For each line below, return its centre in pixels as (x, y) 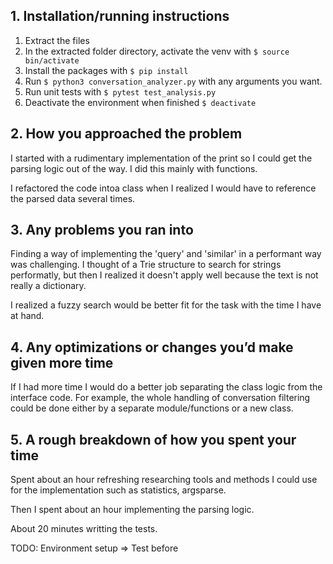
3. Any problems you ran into (102, 230)
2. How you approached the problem (126, 134)
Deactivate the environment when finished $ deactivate (140, 102)
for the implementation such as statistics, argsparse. (118, 490)
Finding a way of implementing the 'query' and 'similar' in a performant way (166, 254)
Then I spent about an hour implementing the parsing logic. (132, 510)
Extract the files (57, 40)
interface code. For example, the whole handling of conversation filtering (160, 398)
